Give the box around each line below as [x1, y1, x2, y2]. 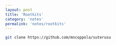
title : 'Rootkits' [5, 12, 44, 17]
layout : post [5, 7, 33, 12]
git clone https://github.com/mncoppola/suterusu [5, 35, 111, 40]
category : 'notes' [5, 16, 44, 21]
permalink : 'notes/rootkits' [5, 21, 66, 26]
